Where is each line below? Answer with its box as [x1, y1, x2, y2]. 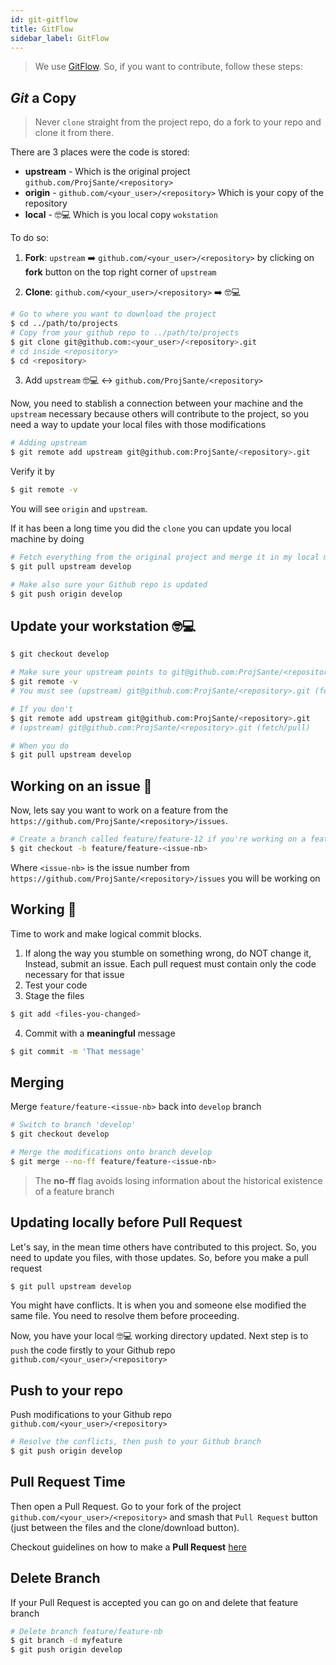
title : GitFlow [10, 24, 74, 34]
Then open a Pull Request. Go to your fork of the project [10, 1500, 242, 1512]
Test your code [24, 979, 88, 991]
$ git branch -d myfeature [10, 1636, 123, 1646]
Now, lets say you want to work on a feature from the [10, 804, 229, 816]
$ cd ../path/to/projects [10, 319, 118, 329]
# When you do [10, 741, 70, 751]
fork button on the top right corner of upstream [24, 266, 217, 278]
